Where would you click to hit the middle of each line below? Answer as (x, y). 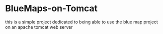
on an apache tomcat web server (39, 27)
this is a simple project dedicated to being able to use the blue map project (81, 22)
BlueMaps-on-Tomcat (51, 8)
